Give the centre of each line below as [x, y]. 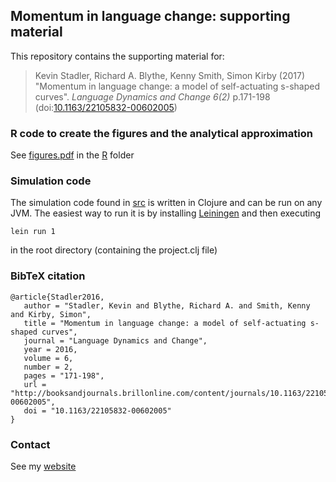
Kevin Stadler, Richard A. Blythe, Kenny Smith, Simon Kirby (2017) [170, 75]
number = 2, [48, 367]
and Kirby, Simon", [51, 314]
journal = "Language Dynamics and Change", [115, 340]
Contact [30, 444]
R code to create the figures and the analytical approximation [161, 133]
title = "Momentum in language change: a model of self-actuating [165, 323]
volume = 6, [48, 358]
